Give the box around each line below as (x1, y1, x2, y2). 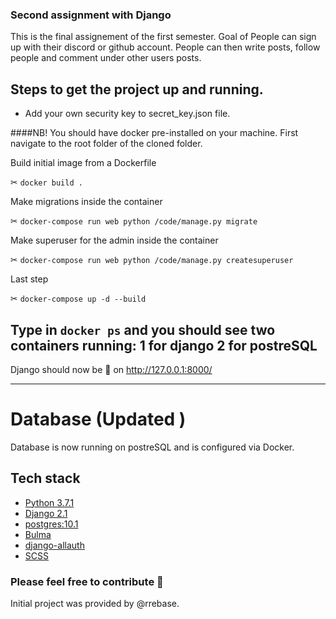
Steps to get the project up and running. (10, 81, 264, 98)
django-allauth (24, 539, 85, 551)
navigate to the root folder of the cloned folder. (10, 138, 203, 150)
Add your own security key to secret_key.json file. (24, 108, 231, 120)
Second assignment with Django (10, 8, 172, 22)
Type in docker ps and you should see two (10, 321, 276, 338)
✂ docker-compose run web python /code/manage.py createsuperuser (10, 254, 294, 266)
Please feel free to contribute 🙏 (10, 574, 164, 588)
